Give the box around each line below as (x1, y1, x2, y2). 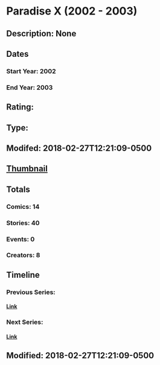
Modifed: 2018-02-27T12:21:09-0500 (6, 143, 152, 153)
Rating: (6, 102, 34, 113)
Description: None (6, 28, 77, 39)
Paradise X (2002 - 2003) (6, 4, 138, 18)
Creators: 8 (6, 251, 40, 260)
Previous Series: (6, 288, 56, 296)
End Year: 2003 (6, 83, 53, 91)
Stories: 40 (6, 219, 40, 227)
